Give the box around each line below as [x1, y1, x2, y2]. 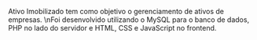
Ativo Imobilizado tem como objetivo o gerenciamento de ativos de [8, 7, 224, 16]
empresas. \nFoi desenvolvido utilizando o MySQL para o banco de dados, [8, 15, 250, 24]
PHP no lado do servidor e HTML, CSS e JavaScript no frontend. [8, 24, 217, 32]
